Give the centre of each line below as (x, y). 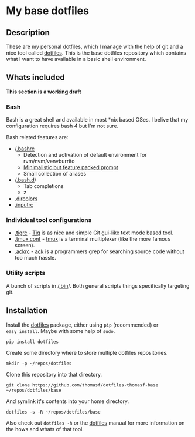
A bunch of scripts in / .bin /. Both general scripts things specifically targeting (98, 285)
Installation (27, 310)
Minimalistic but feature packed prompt (71, 167)
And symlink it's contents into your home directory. (68, 401)
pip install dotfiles (32, 342)
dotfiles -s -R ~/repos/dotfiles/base (53, 412)
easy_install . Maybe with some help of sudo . (61, 331)
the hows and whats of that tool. (45, 429)
